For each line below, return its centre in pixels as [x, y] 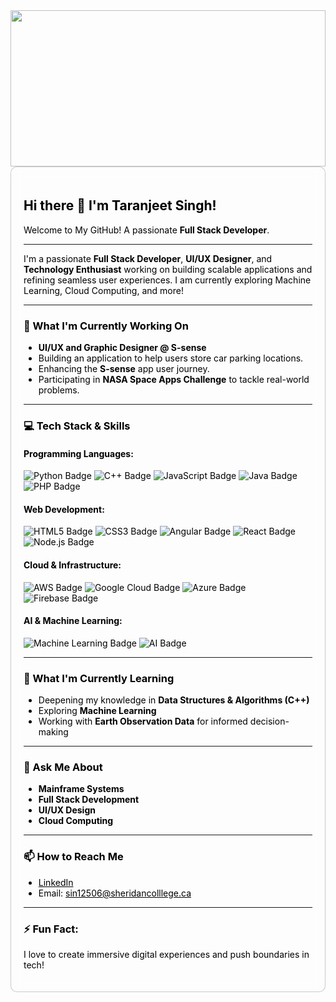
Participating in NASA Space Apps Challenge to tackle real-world [174, 380]
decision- [269, 721]
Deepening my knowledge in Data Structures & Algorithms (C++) [174, 700]
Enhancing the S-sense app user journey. [124, 369]
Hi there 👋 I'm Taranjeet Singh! [120, 205]
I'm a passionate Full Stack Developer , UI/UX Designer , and [148, 258]
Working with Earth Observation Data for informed [143, 721]
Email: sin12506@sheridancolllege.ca [115, 893]
